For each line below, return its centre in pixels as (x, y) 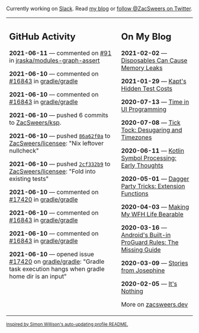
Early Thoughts (142, 165)
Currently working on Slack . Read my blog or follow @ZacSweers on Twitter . (99, 9)
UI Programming (144, 109)
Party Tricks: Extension (153, 186)
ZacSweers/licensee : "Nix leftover (56, 143)
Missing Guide (141, 250)
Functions (135, 193)
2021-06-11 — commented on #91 (60, 53)
